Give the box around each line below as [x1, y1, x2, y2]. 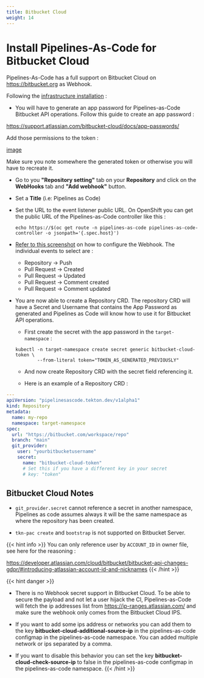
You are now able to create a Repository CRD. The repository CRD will [15, 297, 191, 304]
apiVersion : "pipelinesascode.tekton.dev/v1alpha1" [6, 398, 140, 404]
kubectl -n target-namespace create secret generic [15, 346, 149, 353]
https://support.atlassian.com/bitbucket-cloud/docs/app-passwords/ [6, 123, 180, 130]
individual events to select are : [15, 247, 93, 255]
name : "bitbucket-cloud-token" [22, 459, 102, 466]
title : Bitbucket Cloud [6, 9, 67, 15]
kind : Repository [6, 403, 51, 409]
